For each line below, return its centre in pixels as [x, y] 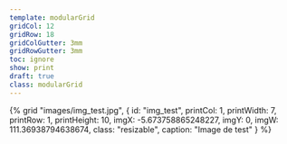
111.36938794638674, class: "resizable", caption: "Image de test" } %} [140, 129]
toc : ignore [32, 59]
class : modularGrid [46, 85]
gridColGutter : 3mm [46, 43]
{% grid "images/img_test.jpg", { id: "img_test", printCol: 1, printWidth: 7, [143, 110]
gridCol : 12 [32, 26]
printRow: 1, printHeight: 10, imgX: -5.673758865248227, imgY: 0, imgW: [144, 120]
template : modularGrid [52, 18]
